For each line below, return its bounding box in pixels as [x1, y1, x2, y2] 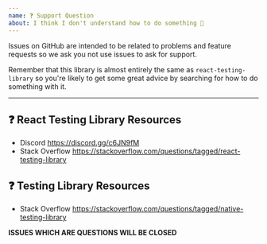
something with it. [8, 81, 67, 91]
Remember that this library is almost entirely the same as [8, 64, 195, 74]
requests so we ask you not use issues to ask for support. [8, 49, 197, 59]
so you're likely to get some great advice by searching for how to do [35, 73, 258, 83]
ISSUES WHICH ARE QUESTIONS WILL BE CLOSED [8, 228, 177, 238]
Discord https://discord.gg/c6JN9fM [19, 138, 140, 148]
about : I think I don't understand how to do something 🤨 [8, 19, 204, 27]
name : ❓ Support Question [8, 11, 94, 20]
